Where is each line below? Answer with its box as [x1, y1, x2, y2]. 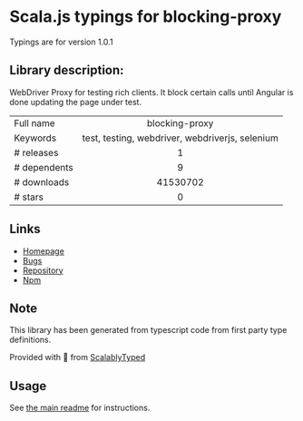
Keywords [14, 132, 57, 144]
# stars [14, 191, 44, 203]
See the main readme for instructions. [9, 402, 151, 414]
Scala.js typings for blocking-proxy [9, 6, 282, 27]
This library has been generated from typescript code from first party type [9, 325, 288, 336]
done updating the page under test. [9, 96, 142, 107]
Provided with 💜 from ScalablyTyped [9, 352, 146, 363]
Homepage [22, 245, 65, 256]
